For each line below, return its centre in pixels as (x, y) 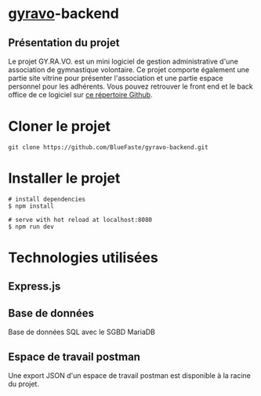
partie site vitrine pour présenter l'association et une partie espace (116, 78)
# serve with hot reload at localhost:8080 (80, 220)
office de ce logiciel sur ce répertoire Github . (80, 94)
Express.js (34, 287)
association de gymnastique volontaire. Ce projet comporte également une (129, 70)
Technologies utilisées (83, 258)
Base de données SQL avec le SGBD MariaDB (82, 332)
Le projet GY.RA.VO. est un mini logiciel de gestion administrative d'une (123, 61)
